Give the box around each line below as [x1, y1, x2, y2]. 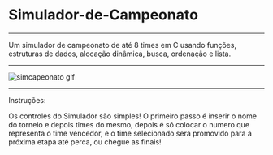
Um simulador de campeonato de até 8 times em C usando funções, [8, 40, 237, 50]
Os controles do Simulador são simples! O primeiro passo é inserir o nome [8, 111, 258, 121]
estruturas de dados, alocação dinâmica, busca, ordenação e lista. [8, 49, 232, 58]
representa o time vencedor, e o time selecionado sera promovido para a [8, 128, 252, 138]
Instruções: [8, 95, 46, 105]
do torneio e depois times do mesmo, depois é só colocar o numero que [8, 119, 250, 129]
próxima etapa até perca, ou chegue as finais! [8, 136, 162, 147]
